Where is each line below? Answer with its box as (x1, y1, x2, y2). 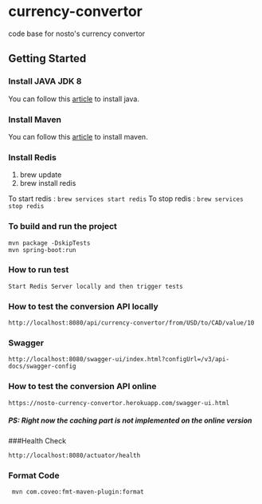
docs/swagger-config (8, 362, 77, 371)
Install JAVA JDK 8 (8, 76, 82, 87)
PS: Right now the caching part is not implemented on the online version (8, 415, 252, 425)
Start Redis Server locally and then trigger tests (8, 282, 183, 290)
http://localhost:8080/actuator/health (8, 451, 141, 459)
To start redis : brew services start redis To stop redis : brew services (8, 194, 244, 203)
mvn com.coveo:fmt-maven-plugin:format (11, 487, 145, 496)
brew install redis (19, 179, 76, 188)
